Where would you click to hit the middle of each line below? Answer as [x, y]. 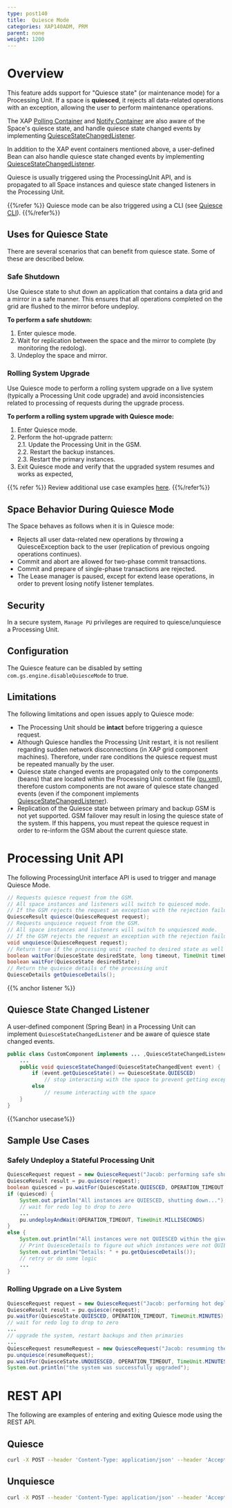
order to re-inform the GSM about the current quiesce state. [102, 830]
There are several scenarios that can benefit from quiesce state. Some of [111, 251]
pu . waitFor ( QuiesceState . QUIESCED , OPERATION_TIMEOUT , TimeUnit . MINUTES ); [117, 1316]
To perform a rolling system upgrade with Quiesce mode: [91, 417]
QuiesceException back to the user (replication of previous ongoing [113, 547]
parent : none [26, 33]
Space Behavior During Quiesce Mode [91, 509]
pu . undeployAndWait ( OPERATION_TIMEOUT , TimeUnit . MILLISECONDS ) [113, 1220]
